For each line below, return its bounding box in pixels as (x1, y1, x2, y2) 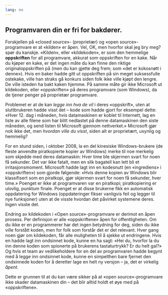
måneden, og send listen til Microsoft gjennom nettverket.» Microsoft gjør (5, 123, 157, 129)
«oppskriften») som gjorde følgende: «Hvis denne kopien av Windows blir (5, 170, 157, 176)
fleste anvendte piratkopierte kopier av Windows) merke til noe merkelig (5, 148, 154, 155)
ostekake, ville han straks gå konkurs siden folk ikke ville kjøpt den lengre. (5, 76, 157, 82)
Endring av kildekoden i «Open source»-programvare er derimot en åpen (5, 211, 155, 217)
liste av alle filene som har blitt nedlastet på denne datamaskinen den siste (5, 118, 158, 124)
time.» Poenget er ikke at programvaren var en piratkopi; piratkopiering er (5, 180, 157, 186)
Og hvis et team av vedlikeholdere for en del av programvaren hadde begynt (5, 248, 162, 255)
